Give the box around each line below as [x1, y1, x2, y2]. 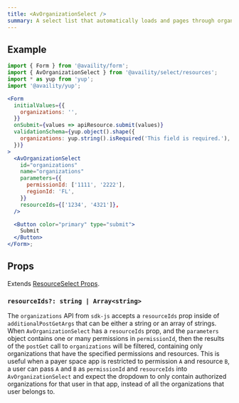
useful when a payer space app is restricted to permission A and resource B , [7, 357, 230, 366]
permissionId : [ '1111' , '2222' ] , [26, 181, 126, 189]
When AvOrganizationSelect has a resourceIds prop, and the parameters [7, 327, 219, 335]
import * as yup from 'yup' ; [7, 76, 94, 83]
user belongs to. [7, 387, 55, 396]
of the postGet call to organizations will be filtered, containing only [7, 342, 203, 350]
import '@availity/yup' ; [7, 82, 81, 89]
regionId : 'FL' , [26, 188, 75, 195]
